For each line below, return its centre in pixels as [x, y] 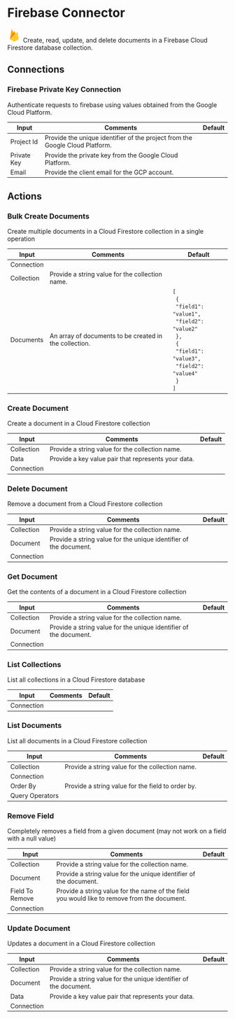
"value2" [185, 329]
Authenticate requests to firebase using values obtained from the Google [112, 105]
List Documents [35, 726]
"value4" [185, 374]
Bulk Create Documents [48, 216]
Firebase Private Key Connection [64, 90]
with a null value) [32, 838]
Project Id [24, 141]
